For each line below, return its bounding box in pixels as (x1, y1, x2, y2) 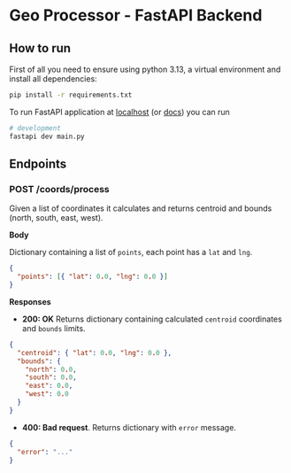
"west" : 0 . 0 (25, 390, 69, 399)
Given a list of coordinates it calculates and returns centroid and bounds (9, 203, 272, 213)
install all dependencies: (9, 74, 97, 84)
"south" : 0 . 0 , (25, 373, 77, 382)
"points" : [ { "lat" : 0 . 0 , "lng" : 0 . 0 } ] (17, 272, 168, 282)
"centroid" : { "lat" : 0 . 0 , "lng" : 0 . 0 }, (17, 348, 172, 357)
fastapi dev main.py (9, 132, 86, 141)
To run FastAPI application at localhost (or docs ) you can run (9, 106, 230, 117)
